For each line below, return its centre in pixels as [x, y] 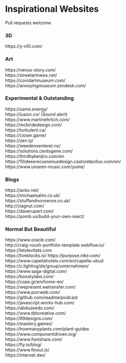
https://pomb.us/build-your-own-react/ [45, 217]
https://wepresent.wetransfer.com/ [40, 287]
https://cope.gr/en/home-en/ [34, 282]
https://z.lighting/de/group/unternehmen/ [47, 266]
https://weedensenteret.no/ [33, 145]
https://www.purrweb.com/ [33, 292]
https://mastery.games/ [29, 324]
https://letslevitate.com [29, 251]
